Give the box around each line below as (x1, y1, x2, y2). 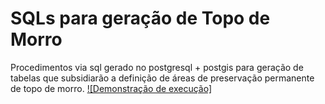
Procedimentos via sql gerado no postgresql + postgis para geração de (10, 61, 304, 73)
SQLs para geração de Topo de (10, 7, 271, 30)
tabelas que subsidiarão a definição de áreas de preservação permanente (10, 72, 315, 84)
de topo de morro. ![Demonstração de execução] (10, 82, 213, 94)
